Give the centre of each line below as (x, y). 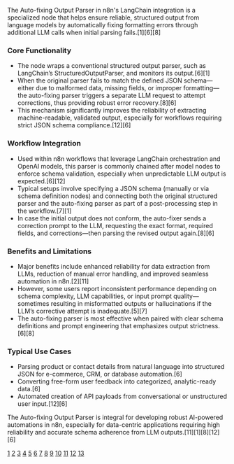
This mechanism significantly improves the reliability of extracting (112, 111)
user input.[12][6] (42, 404)
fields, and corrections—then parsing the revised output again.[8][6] (116, 233)
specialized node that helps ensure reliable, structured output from (103, 17)
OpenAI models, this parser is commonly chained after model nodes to (119, 166)
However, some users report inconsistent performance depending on (117, 288)
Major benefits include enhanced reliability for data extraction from (114, 266)
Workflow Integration (44, 143)
